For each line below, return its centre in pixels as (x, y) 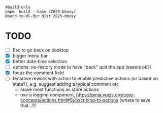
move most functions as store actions (59, 90)
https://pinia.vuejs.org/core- (106, 95)
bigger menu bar (30, 56)
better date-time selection (40, 62)
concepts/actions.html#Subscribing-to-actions (69, 100)
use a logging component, (47, 95)
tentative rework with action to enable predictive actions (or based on (85, 79)
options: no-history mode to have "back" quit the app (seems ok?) (82, 67)
